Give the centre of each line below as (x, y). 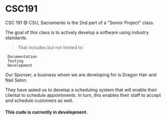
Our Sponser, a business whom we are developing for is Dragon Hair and (81, 75)
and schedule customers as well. (39, 100)
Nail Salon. (16, 80)
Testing (15, 61)
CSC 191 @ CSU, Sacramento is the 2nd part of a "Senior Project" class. (80, 23)
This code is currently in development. (47, 112)
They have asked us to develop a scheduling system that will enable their (81, 90)
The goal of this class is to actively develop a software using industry (77, 32)
